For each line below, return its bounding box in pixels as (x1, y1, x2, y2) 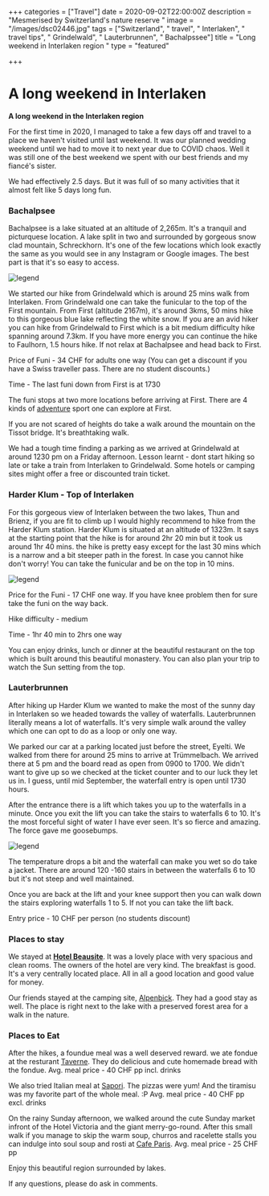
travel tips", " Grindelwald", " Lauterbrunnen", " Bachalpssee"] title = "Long (8, 32, 256, 42)
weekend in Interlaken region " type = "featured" (8, 41, 169, 51)
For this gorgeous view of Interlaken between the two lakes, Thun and (8, 507, 240, 517)
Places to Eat (8, 1030, 60, 1042)
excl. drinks (8, 1098, 47, 1108)
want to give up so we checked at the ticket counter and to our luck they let (8, 767, 259, 776)
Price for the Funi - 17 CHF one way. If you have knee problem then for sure (8, 590, 259, 600)
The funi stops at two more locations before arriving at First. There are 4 (8, 395, 247, 405)
